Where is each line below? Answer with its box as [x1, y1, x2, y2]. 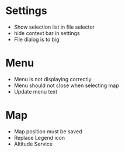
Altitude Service [13, 140, 53, 147]
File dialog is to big [13, 36, 60, 43]
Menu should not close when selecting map [13, 82, 119, 89]
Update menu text [13, 88, 58, 95]
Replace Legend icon [13, 134, 65, 141]
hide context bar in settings [13, 29, 80, 36]
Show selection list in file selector [13, 23, 95, 30]
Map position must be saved [13, 127, 82, 135]
